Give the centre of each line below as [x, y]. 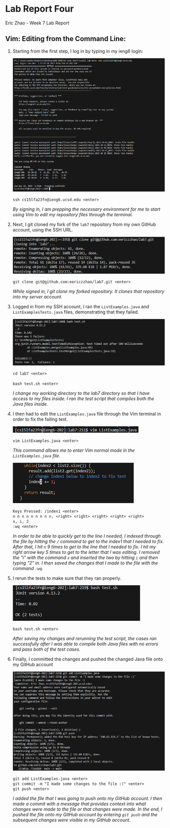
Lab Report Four [40, 9]
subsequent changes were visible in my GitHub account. [71, 820]
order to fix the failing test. [40, 419]
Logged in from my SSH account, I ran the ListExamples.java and [81, 306]
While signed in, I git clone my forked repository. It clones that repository [88, 291]
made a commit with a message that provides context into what [79, 804]
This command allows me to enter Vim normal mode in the [74, 450]
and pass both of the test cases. [47, 649]
